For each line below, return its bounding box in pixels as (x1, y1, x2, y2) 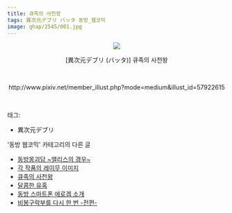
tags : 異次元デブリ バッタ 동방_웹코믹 (7, 17, 106, 24)
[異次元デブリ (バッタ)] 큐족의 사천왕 (65, 56, 168, 65)
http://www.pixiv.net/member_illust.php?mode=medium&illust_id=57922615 (8, 83, 226, 92)
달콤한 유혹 (17, 181, 48, 189)
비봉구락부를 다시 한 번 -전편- (17, 198, 97, 207)
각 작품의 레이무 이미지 (17, 164, 79, 172)
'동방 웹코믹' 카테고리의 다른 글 (7, 140, 91, 149)
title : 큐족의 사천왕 (7, 10, 61, 17)
